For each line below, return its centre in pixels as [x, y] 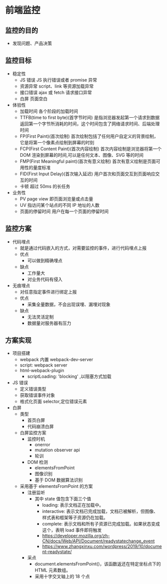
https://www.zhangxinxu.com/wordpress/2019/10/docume [102, 546]
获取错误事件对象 [37, 395]
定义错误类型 [33, 389]
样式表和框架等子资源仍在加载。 [75, 518]
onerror [43, 445]
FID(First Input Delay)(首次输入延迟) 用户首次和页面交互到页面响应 [87, 174]
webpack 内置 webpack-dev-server [56, 360]
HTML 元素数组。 [53, 570]
